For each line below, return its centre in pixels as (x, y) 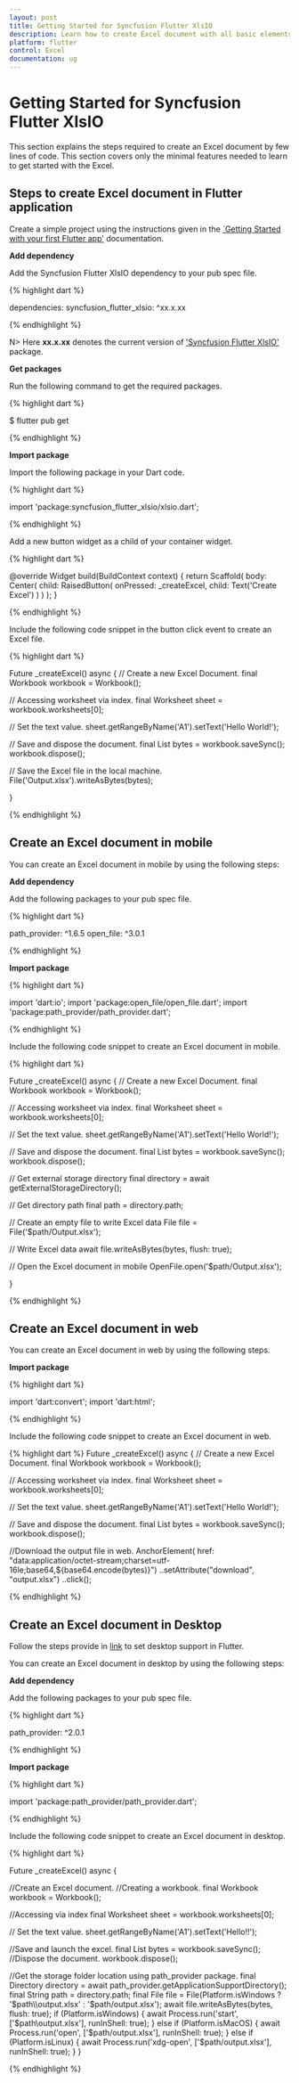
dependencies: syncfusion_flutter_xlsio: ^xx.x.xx (98, 307)
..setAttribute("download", (207, 1570)
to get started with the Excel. (62, 165)
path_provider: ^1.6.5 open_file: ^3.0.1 (77, 933)
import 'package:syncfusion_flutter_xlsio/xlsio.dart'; (104, 506)
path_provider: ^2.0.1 (47, 1733)
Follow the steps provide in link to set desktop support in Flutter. (127, 1646)
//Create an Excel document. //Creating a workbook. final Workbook (134, 1888)
